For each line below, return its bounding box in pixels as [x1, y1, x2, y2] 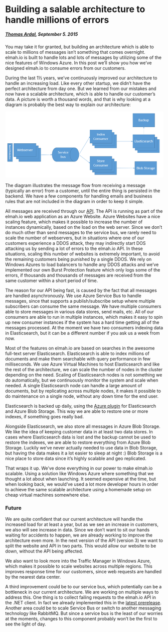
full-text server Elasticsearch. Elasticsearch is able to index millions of [5, 350, 149, 356]
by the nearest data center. [5, 574, 61, 580]
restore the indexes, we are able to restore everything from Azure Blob [5, 439, 151, 445]
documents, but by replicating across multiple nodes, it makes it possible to [5, 388, 161, 394]
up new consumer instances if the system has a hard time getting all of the [5, 319, 159, 325]
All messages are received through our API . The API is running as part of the [5, 208, 163, 214]
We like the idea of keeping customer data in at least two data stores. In [5, 429, 153, 435]
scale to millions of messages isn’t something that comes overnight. [5, 49, 145, 55]
